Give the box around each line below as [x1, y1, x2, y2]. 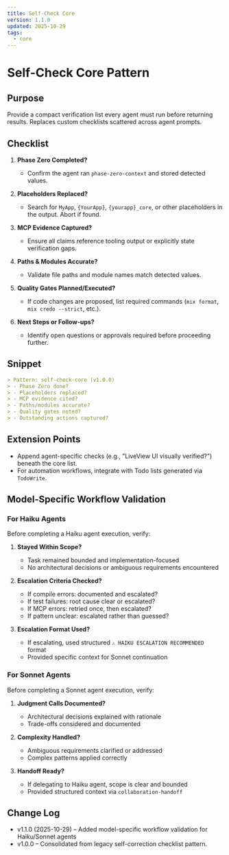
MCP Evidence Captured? [16, 224, 93, 232]
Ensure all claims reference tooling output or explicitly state [27, 237, 195, 245]
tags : [7, 29, 23, 36]
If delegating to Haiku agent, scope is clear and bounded [27, 780, 189, 788]
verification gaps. [27, 244, 77, 252]
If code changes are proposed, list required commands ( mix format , [27, 297, 219, 305]
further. [27, 338, 49, 346]
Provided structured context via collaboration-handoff [27, 787, 183, 795]
